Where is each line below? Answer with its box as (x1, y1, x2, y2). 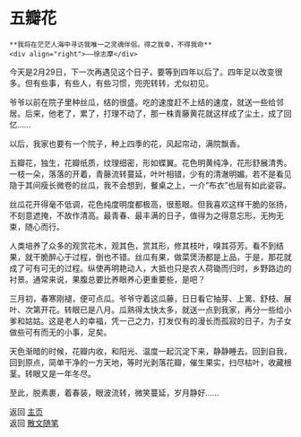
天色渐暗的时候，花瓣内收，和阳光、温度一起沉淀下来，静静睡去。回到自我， (9, 345, 292, 356)
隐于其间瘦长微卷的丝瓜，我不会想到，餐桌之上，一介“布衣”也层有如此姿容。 (9, 179, 291, 190)
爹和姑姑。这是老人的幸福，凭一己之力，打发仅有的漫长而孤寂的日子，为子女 (9, 315, 292, 326)
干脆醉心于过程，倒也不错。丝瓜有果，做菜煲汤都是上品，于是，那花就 (32, 251, 292, 262)
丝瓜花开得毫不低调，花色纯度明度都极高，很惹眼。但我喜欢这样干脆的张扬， (9, 198, 292, 209)
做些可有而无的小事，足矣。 (9, 327, 112, 337)
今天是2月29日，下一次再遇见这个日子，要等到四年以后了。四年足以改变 (9, 66, 275, 77)
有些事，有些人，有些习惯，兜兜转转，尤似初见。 (32, 77, 213, 88)
